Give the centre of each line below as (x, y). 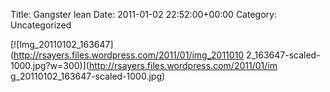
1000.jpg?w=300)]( (50, 65)
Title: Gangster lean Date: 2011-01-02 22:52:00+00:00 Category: (143, 14)
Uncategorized (41, 25)
